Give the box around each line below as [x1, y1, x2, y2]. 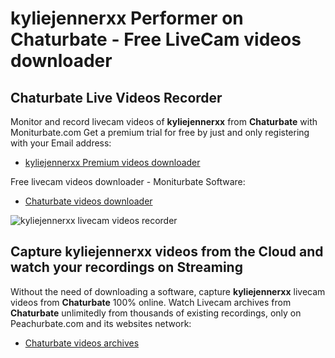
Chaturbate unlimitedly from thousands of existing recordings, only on [10, 307, 302, 319]
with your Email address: [10, 137, 112, 149]
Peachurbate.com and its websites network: [10, 317, 192, 329]
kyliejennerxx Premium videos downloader [24, 157, 201, 168]
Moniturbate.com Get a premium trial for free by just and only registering [10, 127, 310, 138]
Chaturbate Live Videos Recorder [10, 89, 223, 106]
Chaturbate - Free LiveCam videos [10, 28, 302, 51]
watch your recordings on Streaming [10, 259, 243, 276]
